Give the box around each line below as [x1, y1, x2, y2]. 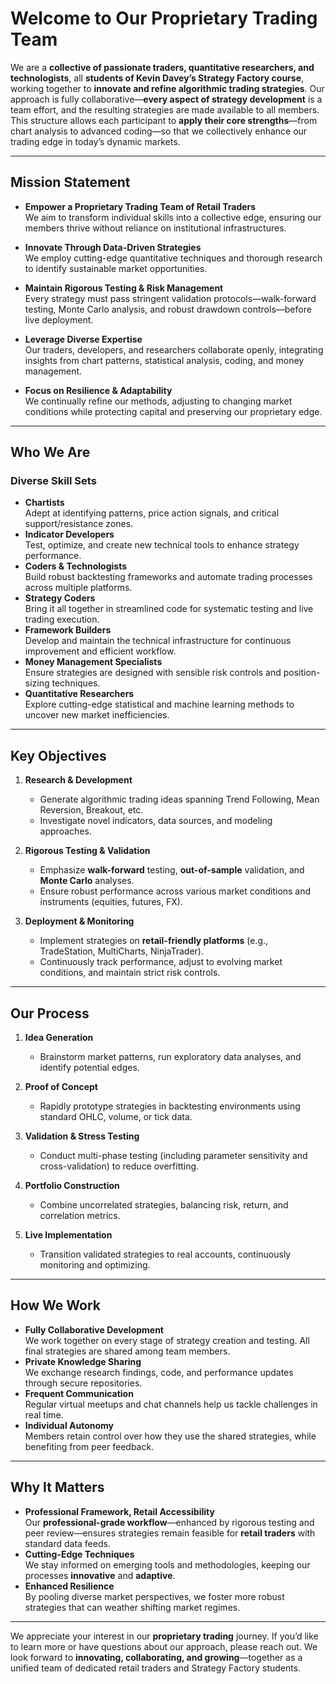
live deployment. [24, 313, 94, 326]
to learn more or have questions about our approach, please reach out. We [10, 1640, 318, 1652]
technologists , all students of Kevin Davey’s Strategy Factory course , [10, 72, 305, 84]
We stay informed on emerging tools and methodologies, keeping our [24, 1558, 311, 1571]
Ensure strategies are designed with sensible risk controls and [24, 667, 282, 679]
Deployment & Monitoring [24, 915, 135, 927]
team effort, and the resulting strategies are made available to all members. [10, 103, 320, 116]
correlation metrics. [39, 1210, 121, 1222]
